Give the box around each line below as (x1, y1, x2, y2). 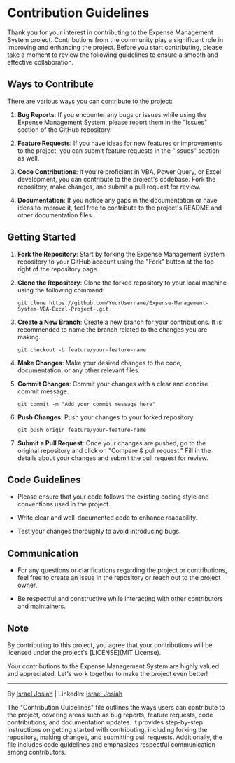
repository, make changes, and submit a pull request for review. (17, 182, 201, 191)
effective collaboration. (7, 58, 74, 66)
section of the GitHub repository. (17, 125, 112, 134)
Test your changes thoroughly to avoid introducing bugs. (17, 527, 181, 536)
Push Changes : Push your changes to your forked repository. (17, 412, 195, 421)
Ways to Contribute (7, 79, 94, 90)
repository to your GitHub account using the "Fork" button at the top (17, 257, 215, 266)
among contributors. (7, 748, 66, 756)
